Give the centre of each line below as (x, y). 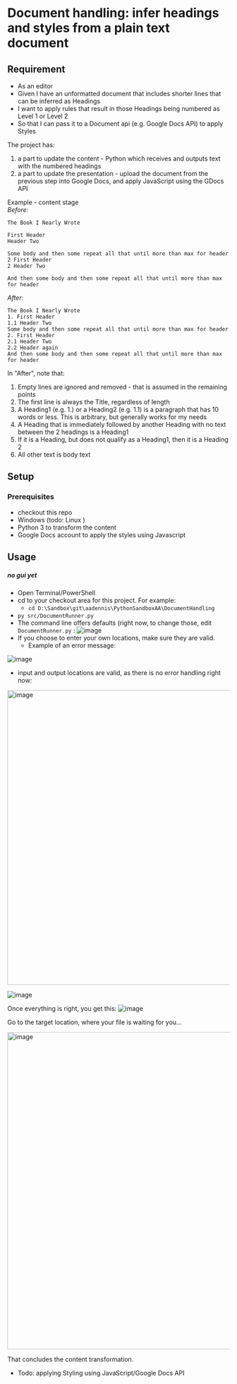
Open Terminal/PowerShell (56, 593)
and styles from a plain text (89, 28)
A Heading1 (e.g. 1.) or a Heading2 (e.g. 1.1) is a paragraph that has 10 (118, 409)
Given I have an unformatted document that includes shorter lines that (119, 94)
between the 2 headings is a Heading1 (73, 432)
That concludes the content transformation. (71, 1359)
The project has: (31, 145)
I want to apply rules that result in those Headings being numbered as (119, 109)
